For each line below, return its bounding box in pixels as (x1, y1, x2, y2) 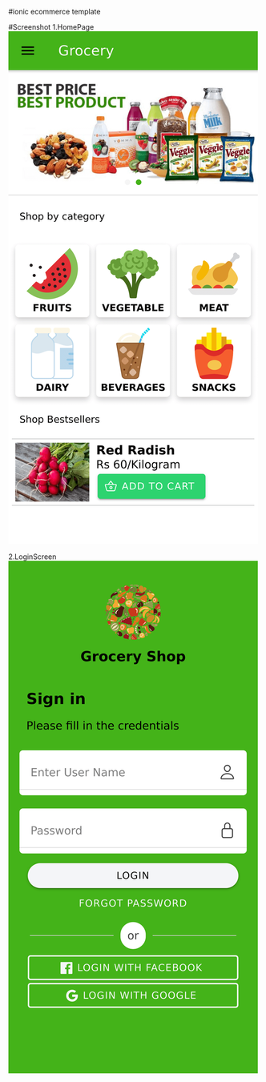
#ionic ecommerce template (8, 7, 101, 16)
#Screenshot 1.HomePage (8, 22, 95, 31)
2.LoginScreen (8, 552, 57, 561)
